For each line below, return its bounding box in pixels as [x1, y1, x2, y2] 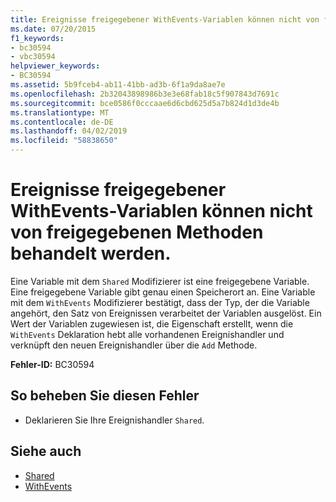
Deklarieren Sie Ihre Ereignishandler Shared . [24, 414, 205, 426]
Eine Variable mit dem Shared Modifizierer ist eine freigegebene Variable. [10, 275, 310, 287]
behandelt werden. [10, 242, 172, 265]
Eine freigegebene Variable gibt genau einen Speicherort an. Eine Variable [10, 286, 316, 298]
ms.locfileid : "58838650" [10, 136, 118, 146]
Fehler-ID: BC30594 [10, 358, 95, 370]
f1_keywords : [10, 33, 65, 43]
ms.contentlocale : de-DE [10, 117, 114, 127]
